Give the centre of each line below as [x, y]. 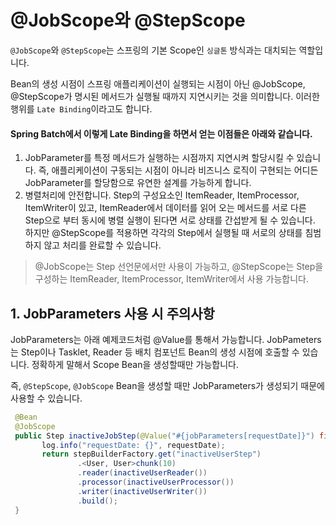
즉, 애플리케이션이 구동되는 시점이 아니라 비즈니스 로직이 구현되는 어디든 [178, 170]
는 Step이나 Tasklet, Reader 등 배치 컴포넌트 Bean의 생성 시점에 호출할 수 [155, 352]
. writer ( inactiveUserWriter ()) [142, 491]
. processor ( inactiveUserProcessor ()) [156, 482]
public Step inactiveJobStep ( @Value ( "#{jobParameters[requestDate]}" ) [164, 436]
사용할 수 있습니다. [46, 398]
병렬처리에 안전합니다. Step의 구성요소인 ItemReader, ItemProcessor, [162, 195]
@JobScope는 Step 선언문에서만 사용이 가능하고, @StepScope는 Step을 [179, 267]
